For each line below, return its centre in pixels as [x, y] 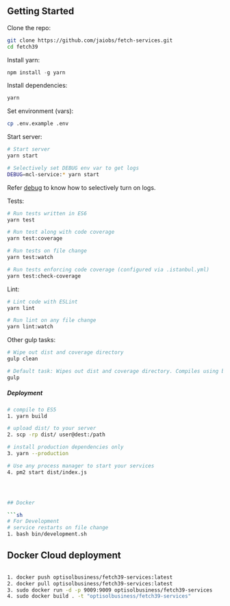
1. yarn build [27, 416]
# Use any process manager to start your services [81, 465]
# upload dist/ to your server [52, 428]
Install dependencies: [37, 86]
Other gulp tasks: [31, 340]
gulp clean [23, 359]
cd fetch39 [23, 47]
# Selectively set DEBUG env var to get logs [73, 168]
